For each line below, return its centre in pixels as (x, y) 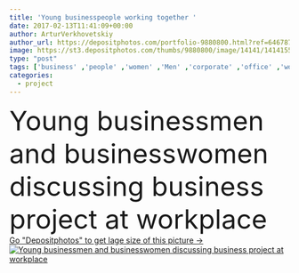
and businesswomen (139, 153)
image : (21, 51)
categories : (31, 76)
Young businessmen (137, 120)
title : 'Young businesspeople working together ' (103, 17)
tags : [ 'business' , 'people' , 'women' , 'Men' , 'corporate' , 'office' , (145, 68)
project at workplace (138, 219)
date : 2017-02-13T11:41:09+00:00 (71, 26)
